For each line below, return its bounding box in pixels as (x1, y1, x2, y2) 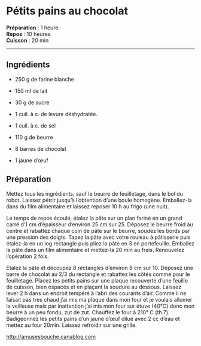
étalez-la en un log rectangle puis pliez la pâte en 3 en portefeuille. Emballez (6, 239, 195, 247)
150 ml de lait (14, 87, 48, 94)
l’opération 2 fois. (6, 253, 49, 260)
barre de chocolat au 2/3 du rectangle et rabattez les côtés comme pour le (6, 271, 190, 278)
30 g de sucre (14, 99, 50, 106)
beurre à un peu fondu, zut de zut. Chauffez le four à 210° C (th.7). (6, 308, 170, 315)
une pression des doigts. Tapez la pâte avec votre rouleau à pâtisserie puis (6, 233, 191, 241)
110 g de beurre (14, 133, 53, 141)
